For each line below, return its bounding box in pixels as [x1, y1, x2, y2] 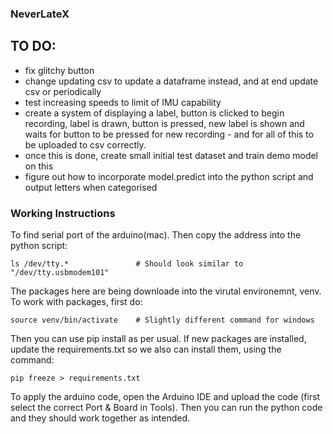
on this [24, 160, 54, 172]
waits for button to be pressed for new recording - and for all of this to [24, 128, 315, 140]
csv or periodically [24, 85, 102, 97]
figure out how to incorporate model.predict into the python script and [24, 170, 314, 182]
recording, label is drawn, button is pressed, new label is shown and [24, 117, 305, 129]
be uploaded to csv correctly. [24, 138, 147, 151]
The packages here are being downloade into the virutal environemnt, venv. [10, 285, 322, 297]
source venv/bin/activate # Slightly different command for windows [10, 315, 315, 326]
